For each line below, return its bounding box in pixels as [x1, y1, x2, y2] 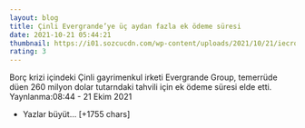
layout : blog [9, 13, 59, 23]
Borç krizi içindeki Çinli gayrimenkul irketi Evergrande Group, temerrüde [9, 72, 279, 83]
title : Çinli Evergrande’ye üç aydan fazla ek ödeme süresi [9, 22, 242, 31]
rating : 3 [9, 47, 47, 56]
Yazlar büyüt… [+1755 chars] [22, 109, 131, 120]
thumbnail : [9, 38, 51, 48]
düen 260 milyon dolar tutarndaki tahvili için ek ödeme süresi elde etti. [9, 82, 272, 93]
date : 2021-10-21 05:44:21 [9, 30, 112, 39]
